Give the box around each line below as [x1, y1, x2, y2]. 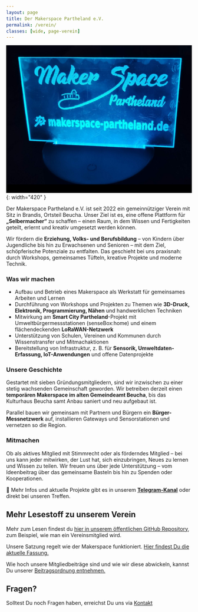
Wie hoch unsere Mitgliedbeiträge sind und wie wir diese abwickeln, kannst [6, 560, 190, 568]
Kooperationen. [6, 475, 44, 482]
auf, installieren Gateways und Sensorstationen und [45, 415, 170, 422]
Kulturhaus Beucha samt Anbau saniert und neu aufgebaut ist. [6, 398, 157, 405]
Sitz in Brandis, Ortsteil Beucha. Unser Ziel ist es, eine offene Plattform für [6, 211, 186, 218]
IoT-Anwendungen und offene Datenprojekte [43, 351, 154, 358]
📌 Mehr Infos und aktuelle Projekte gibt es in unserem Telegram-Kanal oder [6, 486, 190, 493]
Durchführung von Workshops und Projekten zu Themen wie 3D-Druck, [14, 301, 190, 308]
